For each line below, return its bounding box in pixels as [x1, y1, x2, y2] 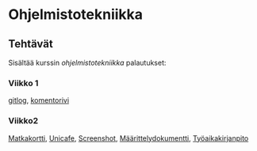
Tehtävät [8, 37, 53, 51]
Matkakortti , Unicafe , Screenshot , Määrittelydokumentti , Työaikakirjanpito [8, 133, 249, 143]
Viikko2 [8, 115, 39, 126]
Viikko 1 [8, 77, 39, 89]
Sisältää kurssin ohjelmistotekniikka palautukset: [8, 58, 167, 67]
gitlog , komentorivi [8, 96, 70, 105]
